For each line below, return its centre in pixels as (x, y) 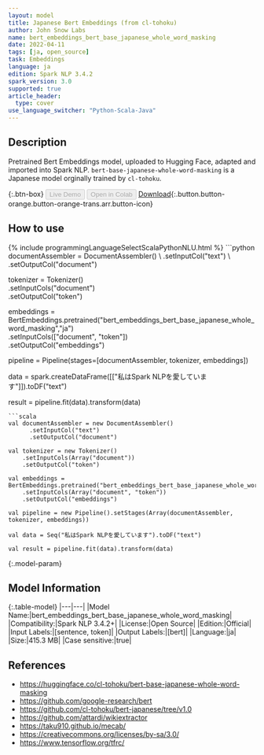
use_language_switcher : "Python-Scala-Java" (82, 111)
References (37, 665)
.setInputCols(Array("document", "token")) (95, 492)
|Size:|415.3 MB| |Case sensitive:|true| (70, 640)
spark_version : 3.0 (40, 81)
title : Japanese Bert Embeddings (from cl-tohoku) (93, 23)
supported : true (35, 89)
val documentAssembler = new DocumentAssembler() (91, 423)
